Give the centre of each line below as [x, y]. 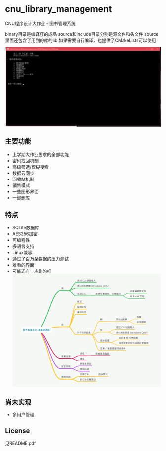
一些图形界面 [25, 191]
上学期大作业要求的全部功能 [41, 154]
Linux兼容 [22, 252]
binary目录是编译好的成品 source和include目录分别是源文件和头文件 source [82, 34]
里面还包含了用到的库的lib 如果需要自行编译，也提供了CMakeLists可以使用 [81, 40]
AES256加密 [25, 234]
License [18, 430]
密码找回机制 [25, 160]
